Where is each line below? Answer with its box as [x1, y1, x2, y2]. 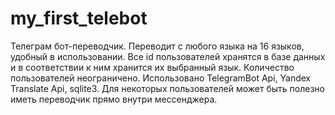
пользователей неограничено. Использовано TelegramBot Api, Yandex [10, 72, 312, 84]
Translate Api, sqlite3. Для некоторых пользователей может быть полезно [10, 82, 325, 94]
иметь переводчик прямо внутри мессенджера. [10, 93, 218, 105]
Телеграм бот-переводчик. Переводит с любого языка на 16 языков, [10, 40, 305, 52]
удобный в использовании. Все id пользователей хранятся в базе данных [10, 50, 326, 62]
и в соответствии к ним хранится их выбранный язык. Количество [10, 61, 295, 73]
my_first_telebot [10, 7, 148, 30]
